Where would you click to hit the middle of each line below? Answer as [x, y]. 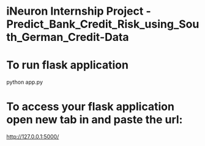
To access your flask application [90, 107]
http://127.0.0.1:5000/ [33, 137]
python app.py [25, 82]
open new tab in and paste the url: [95, 120]
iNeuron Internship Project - [79, 11]
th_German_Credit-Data [68, 37]
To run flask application [67, 65]
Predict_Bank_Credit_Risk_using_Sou [103, 24]
